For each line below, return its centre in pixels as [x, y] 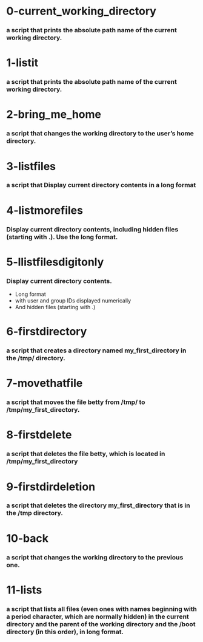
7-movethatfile [45, 383]
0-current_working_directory [81, 11]
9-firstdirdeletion [51, 487]
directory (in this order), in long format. [65, 632]
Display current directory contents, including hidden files [92, 229]
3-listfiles [31, 166]
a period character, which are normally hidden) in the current [98, 616]
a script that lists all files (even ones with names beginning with [101, 609]
